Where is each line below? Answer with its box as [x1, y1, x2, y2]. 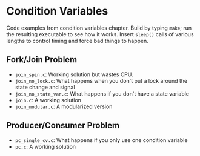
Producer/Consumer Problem [6, 120, 120, 131]
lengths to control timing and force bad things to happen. [6, 37, 148, 44]
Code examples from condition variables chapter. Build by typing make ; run [6, 24, 192, 31]
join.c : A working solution [15, 96, 82, 103]
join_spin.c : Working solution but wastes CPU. [15, 71, 133, 78]
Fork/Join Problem [6, 54, 78, 65]
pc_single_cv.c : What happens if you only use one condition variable [15, 136, 188, 143]
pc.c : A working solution [15, 143, 76, 150]
